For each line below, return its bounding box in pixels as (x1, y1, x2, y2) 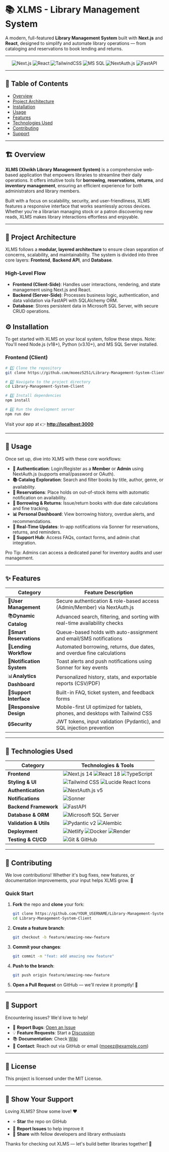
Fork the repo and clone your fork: (12, 902, 84, 908)
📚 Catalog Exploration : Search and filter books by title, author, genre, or (12, 477, 164, 483)
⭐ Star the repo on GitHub (12, 1119, 67, 1125)
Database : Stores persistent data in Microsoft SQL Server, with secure (12, 302, 158, 308)
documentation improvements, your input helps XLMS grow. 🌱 (5, 877, 134, 883)
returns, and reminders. (12, 529, 62, 535)
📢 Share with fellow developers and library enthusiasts (12, 1131, 126, 1137)
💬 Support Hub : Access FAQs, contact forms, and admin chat (12, 534, 140, 540)
